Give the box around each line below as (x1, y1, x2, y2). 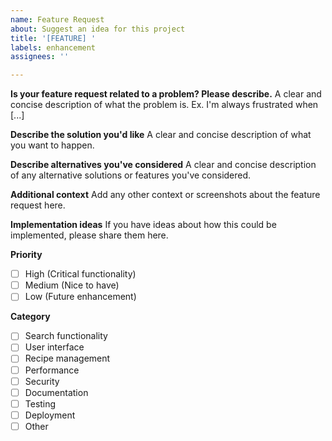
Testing (24, 397, 57, 410)
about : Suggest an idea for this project (10, 24, 186, 34)
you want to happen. (10, 139, 95, 151)
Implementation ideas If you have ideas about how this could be (10, 219, 277, 231)
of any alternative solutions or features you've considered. (10, 169, 252, 181)
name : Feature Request (10, 14, 105, 25)
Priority (10, 249, 43, 261)
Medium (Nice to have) (24, 279, 120, 291)
